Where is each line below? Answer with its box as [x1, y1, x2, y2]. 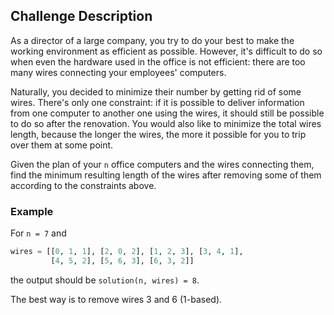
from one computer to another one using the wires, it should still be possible [10, 107, 325, 119]
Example [10, 204, 54, 218]
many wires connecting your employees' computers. [10, 66, 227, 78]
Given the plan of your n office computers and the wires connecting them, [10, 158, 315, 170]
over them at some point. [10, 139, 114, 151]
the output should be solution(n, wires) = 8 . [10, 274, 200, 286]
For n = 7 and [10, 227, 67, 239]
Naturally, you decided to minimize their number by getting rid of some [10, 85, 302, 98]
